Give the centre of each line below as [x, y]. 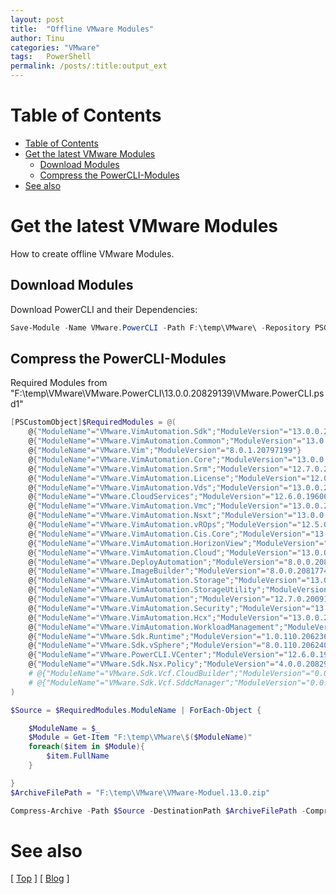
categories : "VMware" [55, 47]
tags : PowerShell [51, 57]
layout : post [37, 19]
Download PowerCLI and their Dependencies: [104, 309]
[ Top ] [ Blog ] [40, 878]
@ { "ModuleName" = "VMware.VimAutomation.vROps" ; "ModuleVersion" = [163, 525]
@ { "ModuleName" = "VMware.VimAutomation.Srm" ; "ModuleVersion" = [158, 469]
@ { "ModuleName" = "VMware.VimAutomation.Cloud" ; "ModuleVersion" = [163, 552]
